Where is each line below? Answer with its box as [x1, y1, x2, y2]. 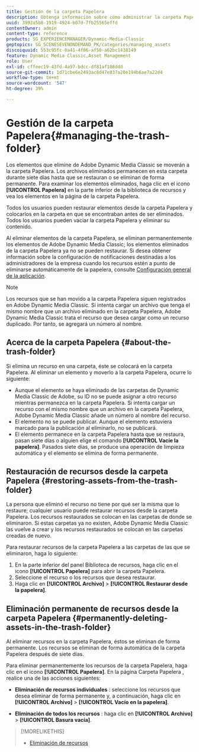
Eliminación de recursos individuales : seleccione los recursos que [14, 686, 181, 693]
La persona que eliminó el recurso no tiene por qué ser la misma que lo [6, 501, 179, 508]
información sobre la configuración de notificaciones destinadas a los [6, 253, 176, 261]
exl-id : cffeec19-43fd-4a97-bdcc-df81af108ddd [6, 63, 123, 70]
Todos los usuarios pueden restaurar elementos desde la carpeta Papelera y [6, 204, 193, 211]
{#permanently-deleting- [72, 613, 168, 623]
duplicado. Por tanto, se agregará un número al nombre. [6, 320, 143, 327]
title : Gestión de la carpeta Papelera [6, 8, 105, 15]
